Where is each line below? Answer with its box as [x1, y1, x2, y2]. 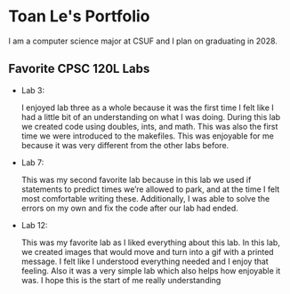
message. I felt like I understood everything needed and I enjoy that [20, 256, 269, 266]
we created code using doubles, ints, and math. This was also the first [20, 121, 278, 131]
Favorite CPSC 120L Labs [8, 61, 150, 76]
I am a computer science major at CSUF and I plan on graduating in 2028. [8, 36, 278, 46]
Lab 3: [20, 84, 45, 95]
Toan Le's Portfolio [8, 6, 150, 27]
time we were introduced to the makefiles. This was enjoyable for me [20, 131, 275, 141]
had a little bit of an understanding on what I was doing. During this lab [20, 111, 281, 122]
